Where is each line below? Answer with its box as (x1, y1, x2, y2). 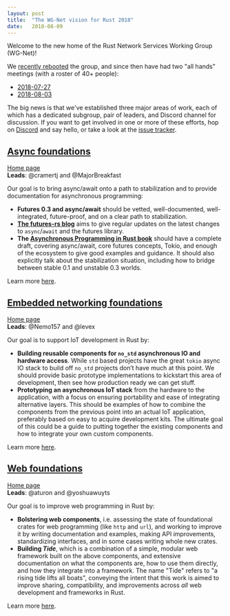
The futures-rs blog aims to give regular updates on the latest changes (17, 220, 220, 228)
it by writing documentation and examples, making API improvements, (17, 529, 216, 538)
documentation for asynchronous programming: (7, 192, 143, 200)
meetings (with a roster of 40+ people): (7, 70, 119, 78)
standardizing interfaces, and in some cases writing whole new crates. (17, 537, 218, 545)
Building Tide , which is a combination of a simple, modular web (17, 544, 198, 553)
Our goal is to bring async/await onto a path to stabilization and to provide (7, 184, 218, 193)
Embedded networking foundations (7, 297, 163, 308)
